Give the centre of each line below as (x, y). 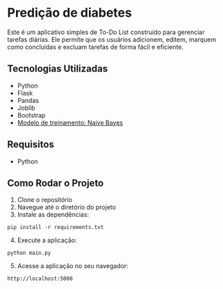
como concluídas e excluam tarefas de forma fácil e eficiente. (96, 47)
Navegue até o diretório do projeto (66, 208)
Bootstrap (31, 115)
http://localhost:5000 (40, 279)
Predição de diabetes (69, 13)
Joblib (26, 108)
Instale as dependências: (53, 214)
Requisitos (31, 144)
